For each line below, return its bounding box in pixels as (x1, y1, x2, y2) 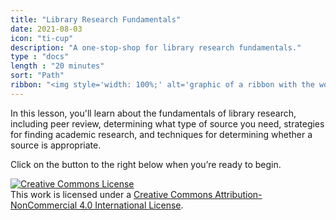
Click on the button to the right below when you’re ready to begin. (10, 158, 282, 170)
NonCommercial (10, 199, 78, 211)
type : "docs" (10, 52, 70, 62)
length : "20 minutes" (10, 61, 105, 71)
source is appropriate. (10, 139, 102, 151)
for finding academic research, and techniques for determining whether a (10, 128, 313, 140)
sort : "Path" (10, 71, 65, 81)
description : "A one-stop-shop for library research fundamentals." (10, 42, 302, 53)
